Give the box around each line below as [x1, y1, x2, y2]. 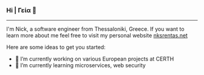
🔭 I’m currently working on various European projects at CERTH [15, 55, 174, 63]
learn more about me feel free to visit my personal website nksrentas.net [6, 32, 188, 39]
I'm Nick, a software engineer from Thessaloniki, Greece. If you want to [6, 25, 185, 33]
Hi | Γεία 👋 [6, 6, 36, 15]
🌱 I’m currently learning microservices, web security [15, 62, 146, 69]
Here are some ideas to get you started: [6, 44, 106, 51]
